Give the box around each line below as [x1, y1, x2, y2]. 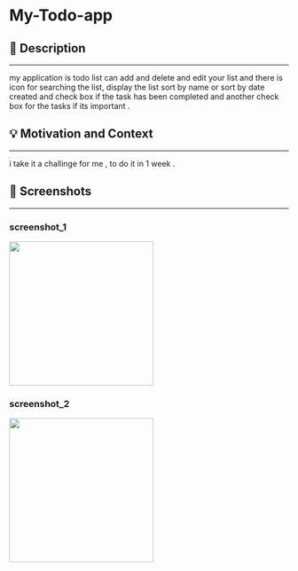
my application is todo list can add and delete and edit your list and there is [9, 73, 284, 82]
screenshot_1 [9, 221, 67, 233]
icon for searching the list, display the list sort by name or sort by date [9, 82, 265, 92]
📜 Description [9, 41, 86, 56]
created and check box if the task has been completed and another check [9, 91, 279, 102]
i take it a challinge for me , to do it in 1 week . [9, 158, 176, 168]
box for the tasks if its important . [9, 101, 130, 111]
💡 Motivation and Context [9, 126, 153, 142]
